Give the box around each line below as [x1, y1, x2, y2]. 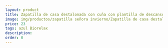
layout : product [5, 7, 39, 12]
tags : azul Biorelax [5, 26, 48, 31]
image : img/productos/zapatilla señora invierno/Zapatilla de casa [5, 16, 149, 21]
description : [5, 30, 32, 35]
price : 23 [5, 21, 26, 26]
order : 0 [5, 35, 23, 40]
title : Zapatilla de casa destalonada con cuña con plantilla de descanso [5, 12, 164, 17]
